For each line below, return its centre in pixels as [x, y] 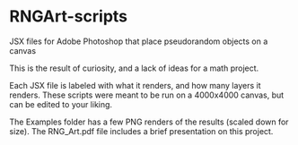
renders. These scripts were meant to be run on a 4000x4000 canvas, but [147, 95]
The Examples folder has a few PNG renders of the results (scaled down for [149, 122]
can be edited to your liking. [61, 104]
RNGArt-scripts [69, 17]
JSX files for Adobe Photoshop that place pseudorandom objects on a [139, 41]
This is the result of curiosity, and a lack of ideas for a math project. [134, 68]
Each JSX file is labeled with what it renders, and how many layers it [135, 85]
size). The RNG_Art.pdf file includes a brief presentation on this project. [141, 131]
